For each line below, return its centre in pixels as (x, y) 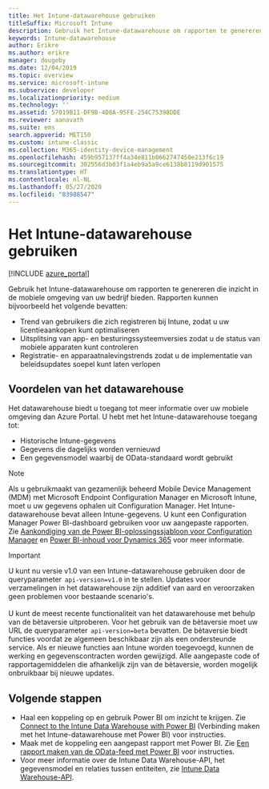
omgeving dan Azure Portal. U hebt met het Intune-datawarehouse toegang (133, 417)
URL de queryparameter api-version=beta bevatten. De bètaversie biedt (128, 630)
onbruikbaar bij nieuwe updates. (61, 673)
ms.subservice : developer (51, 90)
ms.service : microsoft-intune (59, 83)
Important (24, 556)
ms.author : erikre (39, 53)
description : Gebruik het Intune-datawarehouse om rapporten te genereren (136, 30)
